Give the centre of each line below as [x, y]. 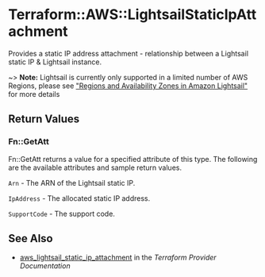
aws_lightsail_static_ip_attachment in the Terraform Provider [118, 258]
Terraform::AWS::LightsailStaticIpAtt [132, 15]
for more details [34, 94]
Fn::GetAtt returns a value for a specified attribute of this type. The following [133, 159]
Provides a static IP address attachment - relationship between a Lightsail [128, 53]
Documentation [45, 266]
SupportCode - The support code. [61, 214]
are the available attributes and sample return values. [95, 167]
